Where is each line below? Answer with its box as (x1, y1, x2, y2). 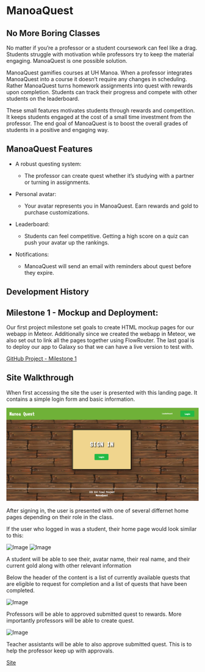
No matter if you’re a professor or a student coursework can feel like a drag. (6, 44, 198, 51)
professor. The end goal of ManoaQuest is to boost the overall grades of (6, 120, 188, 127)
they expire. (24, 269, 54, 276)
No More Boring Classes (6, 28, 101, 38)
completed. (6, 586, 35, 594)
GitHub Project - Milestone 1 (6, 355, 77, 362)
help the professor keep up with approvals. (6, 647, 114, 654)
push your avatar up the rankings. (24, 239, 110, 246)
